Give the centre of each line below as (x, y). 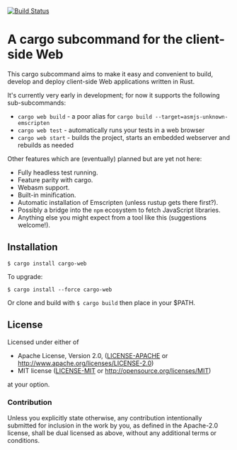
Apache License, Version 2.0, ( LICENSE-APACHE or (93, 355)
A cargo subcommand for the (95, 40)
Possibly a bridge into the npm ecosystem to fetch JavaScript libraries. (119, 210)
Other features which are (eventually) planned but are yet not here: (105, 158)
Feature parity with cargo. (55, 179)
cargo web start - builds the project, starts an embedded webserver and (123, 137)
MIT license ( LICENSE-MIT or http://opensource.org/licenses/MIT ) (114, 370)
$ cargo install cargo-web (47, 264)
